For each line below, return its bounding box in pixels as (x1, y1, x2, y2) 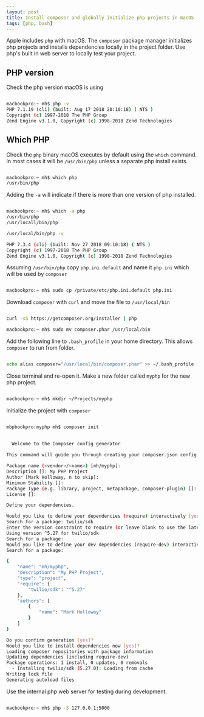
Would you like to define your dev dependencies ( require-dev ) (6, 542, 170, 548)
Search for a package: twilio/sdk (6, 519, 94, 525)
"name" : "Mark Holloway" (38, 609, 102, 615)
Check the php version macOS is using (6, 83, 104, 91)
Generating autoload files (6, 677, 75, 683)
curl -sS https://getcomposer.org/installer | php (6, 316, 137, 322)
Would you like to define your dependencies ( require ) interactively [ (6, 513, 191, 520)
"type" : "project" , (17, 575, 67, 581)
